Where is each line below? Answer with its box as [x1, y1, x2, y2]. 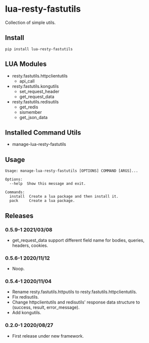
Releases [5, 211, 34, 220]
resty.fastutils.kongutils [12, 83, 59, 89]
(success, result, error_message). [12, 304, 80, 310]
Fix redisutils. [12, 294, 39, 300]
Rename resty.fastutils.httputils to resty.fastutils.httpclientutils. [12, 289, 137, 295]
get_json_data [19, 114, 48, 120]
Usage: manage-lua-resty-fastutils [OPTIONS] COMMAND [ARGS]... [5, 168, 138, 174]
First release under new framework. [12, 333, 84, 339]
